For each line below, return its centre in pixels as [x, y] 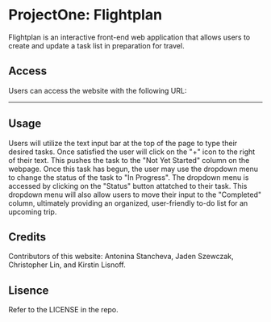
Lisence [29, 290]
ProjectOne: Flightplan [85, 15]
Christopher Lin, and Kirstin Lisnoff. [67, 265]
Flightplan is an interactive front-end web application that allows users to [129, 37]
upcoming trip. [33, 211]
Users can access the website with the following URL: [98, 90]
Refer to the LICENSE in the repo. [63, 310]
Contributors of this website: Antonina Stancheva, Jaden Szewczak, [121, 257]
